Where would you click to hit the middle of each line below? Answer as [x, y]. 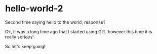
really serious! [20, 37]
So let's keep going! [25, 46]
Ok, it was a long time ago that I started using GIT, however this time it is [78, 31]
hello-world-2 [34, 9]
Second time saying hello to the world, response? [55, 22]
